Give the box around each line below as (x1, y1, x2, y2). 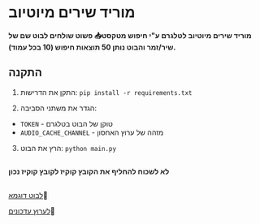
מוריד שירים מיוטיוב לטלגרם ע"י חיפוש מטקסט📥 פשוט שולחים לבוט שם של (8, 30, 252, 40)
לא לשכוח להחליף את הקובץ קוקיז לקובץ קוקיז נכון (8, 166, 170, 177)
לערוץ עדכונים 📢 (8, 206, 55, 216)
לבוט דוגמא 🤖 (8, 190, 49, 200)
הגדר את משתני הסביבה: (19, 103, 97, 113)
